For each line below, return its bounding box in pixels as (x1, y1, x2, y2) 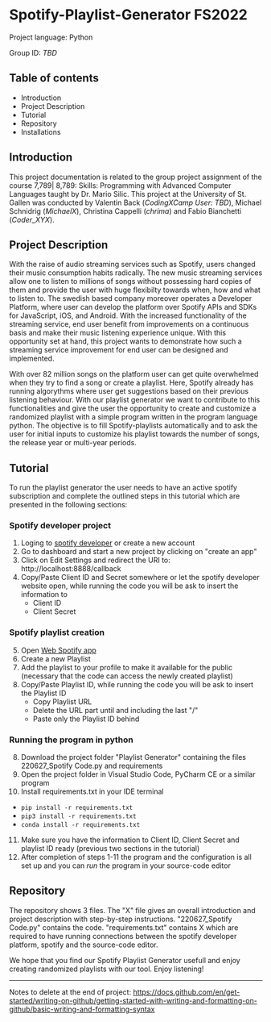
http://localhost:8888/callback (20, 564, 121, 574)
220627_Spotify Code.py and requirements (20, 761, 163, 771)
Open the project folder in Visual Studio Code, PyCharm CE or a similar (20, 770, 256, 779)
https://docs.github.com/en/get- (133, 987, 240, 997)
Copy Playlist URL (32, 696, 92, 707)
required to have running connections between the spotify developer (9, 931, 237, 941)
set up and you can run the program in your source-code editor (20, 861, 232, 870)
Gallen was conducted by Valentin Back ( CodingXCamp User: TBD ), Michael (9, 198, 262, 207)
